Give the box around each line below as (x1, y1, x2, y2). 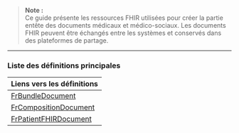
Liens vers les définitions (11, 79, 98, 89)
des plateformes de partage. (24, 36, 109, 45)
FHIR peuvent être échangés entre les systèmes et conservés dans (24, 28, 222, 37)
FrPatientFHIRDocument (11, 114, 92, 124)
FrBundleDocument (11, 91, 76, 101)
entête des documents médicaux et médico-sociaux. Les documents (24, 21, 226, 29)
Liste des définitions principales (7, 60, 121, 70)
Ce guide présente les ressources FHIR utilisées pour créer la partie (24, 14, 224, 22)
